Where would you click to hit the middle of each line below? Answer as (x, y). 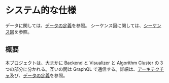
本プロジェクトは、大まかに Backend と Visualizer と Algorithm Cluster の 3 (84, 63)
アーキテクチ (151, 69)
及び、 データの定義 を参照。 (39, 75)
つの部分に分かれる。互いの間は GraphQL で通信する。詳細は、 (72, 69)
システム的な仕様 (41, 10)
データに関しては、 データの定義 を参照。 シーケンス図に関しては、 (74, 25)
